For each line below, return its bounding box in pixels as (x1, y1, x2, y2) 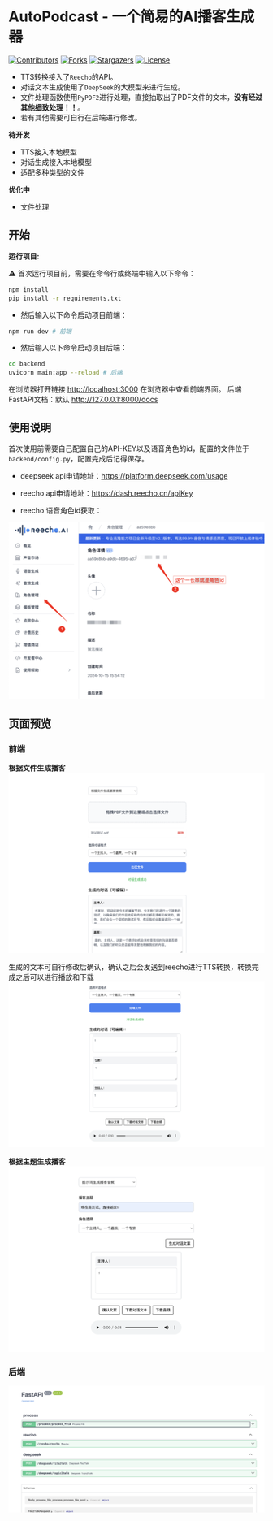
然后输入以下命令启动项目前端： (19, 310, 128, 319)
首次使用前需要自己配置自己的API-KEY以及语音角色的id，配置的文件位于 (8, 444, 250, 453)
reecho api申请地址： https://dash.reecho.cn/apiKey (19, 488, 193, 498)
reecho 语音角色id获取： (19, 505, 102, 515)
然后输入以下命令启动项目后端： (19, 343, 128, 353)
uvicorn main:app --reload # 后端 (8, 369, 123, 377)
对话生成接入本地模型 (19, 157, 92, 167)
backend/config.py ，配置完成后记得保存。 (8, 453, 149, 463)
